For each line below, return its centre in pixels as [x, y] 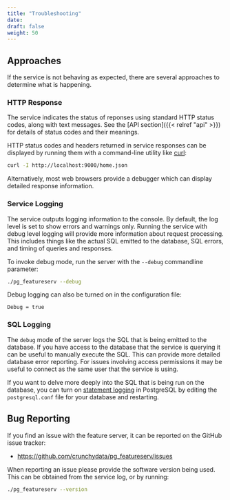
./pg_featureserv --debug [44, 281]
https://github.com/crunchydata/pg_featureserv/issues [95, 456]
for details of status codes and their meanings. [73, 132]
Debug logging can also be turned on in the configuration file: [95, 294]
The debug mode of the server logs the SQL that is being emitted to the [107, 339]
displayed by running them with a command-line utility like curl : [97, 153]
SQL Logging [29, 325]
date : [15, 20]
